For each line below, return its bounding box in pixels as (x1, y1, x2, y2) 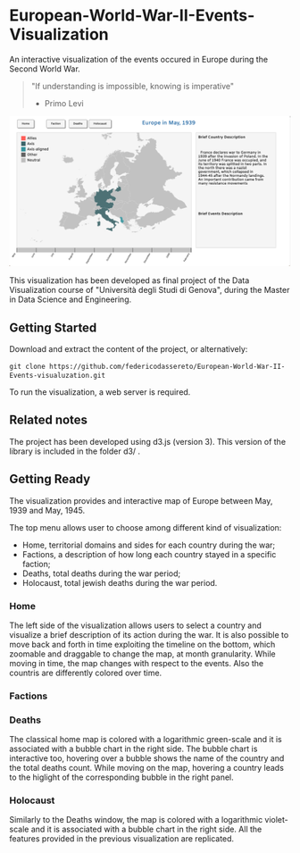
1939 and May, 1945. (9, 505, 86, 515)
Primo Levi (44, 97, 84, 108)
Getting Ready (9, 472, 91, 487)
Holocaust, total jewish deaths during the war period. (21, 577, 218, 588)
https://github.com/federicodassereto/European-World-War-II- (48, 362, 286, 371)
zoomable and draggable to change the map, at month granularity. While (9, 648, 276, 659)
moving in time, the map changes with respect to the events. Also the (9, 657, 264, 668)
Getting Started (9, 320, 97, 335)
